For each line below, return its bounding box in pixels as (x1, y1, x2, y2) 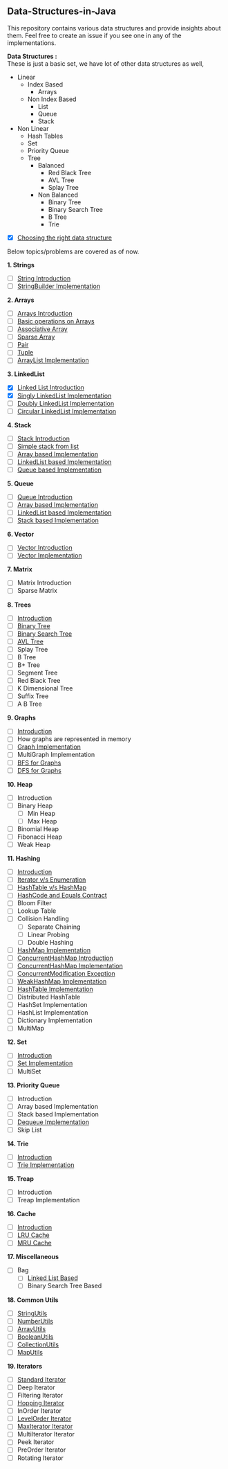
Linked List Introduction (17, 384, 85, 392)
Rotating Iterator (17, 1454, 64, 1462)
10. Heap (7, 780, 33, 788)
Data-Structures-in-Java (7, 6, 116, 17)
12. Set (7, 1038, 28, 1047)
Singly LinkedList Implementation (17, 391, 112, 400)
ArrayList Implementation (17, 356, 89, 364)
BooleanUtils (17, 1333, 54, 1341)
